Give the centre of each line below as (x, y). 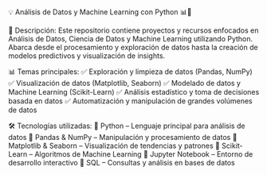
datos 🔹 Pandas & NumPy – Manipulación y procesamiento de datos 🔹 (123, 137)
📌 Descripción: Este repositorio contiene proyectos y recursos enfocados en (133, 30)
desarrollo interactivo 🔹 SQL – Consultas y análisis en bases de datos (122, 163)
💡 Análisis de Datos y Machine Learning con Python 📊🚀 (100, 12)
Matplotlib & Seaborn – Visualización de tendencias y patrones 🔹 (114, 146)
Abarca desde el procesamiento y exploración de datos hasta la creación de (133, 47)
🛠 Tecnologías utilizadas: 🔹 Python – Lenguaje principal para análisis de (127, 126)
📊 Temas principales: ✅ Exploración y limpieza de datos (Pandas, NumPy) (130, 72)
